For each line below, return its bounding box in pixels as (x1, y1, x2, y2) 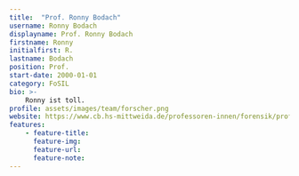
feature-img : (32, 137, 82, 146)
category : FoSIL (9, 79, 69, 88)
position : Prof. (9, 63, 69, 72)
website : (9, 112, 42, 121)
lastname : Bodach (9, 54, 74, 63)
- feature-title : (25, 129, 90, 138)
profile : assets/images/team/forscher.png (9, 104, 169, 113)
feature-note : (32, 153, 86, 163)
